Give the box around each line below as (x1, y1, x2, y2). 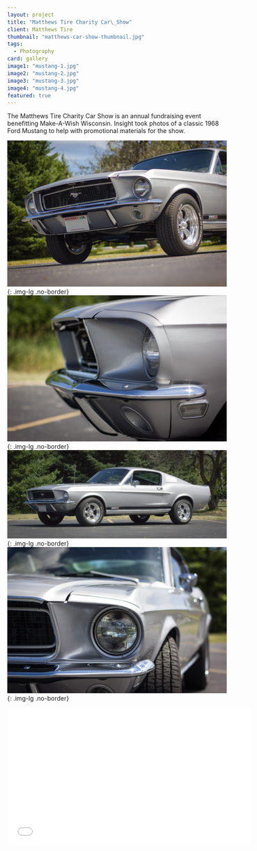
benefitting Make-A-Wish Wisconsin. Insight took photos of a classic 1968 (7, 119, 219, 128)
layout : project (7, 11, 54, 18)
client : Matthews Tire (7, 26, 73, 33)
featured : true (7, 92, 52, 99)
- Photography (13, 48, 54, 55)
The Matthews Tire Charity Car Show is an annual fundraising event (7, 112, 202, 120)
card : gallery (7, 56, 49, 63)
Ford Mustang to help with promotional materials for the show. (7, 127, 186, 135)
